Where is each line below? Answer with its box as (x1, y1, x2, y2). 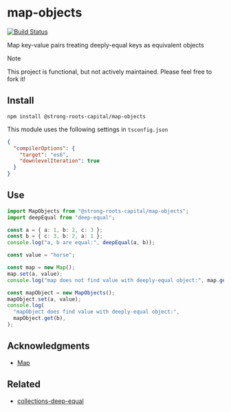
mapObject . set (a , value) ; (7, 296, 81, 303)
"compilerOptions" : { (13, 144, 76, 152)
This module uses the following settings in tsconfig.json (7, 125, 168, 133)
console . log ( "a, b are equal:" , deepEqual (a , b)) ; (7, 239, 155, 246)
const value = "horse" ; (7, 252, 76, 259)
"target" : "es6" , (19, 151, 69, 158)
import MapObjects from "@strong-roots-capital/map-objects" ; (7, 208, 189, 215)
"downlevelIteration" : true (19, 158, 100, 164)
